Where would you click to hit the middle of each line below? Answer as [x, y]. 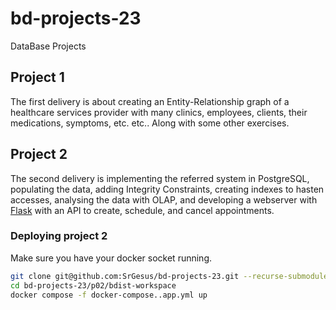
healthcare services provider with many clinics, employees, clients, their [159, 112]
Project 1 [37, 77]
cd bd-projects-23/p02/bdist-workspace [93, 285]
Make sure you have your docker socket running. [111, 258]
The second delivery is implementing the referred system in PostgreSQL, [160, 178]
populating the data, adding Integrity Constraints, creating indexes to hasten [167, 189]
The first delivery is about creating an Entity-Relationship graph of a [150, 101]
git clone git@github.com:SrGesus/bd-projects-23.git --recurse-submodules [171, 276]
